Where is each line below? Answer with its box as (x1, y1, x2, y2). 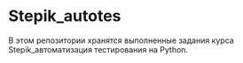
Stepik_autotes (8, 6, 121, 26)
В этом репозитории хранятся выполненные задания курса (8, 35, 234, 45)
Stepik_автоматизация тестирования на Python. (8, 44, 188, 54)
